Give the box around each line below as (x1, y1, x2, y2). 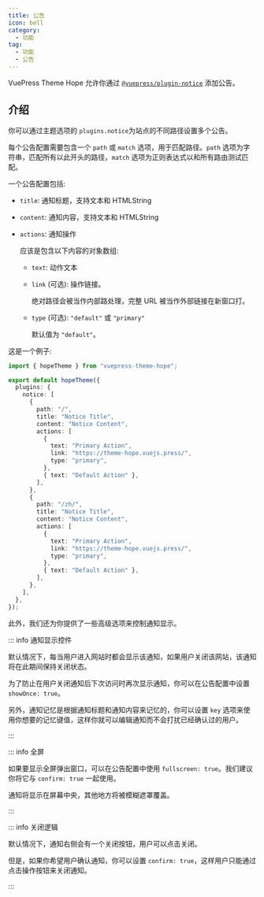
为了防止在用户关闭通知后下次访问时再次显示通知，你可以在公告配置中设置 (8, 678, 250, 688)
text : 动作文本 (31, 262, 78, 272)
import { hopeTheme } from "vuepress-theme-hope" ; (8, 361, 178, 370)
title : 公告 (8, 11, 45, 20)
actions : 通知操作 (19, 229, 76, 239)
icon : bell (8, 19, 44, 27)
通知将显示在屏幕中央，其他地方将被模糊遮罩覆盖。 (8, 790, 174, 799)
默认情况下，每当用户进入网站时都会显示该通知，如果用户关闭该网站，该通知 (8, 651, 257, 662)
